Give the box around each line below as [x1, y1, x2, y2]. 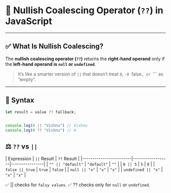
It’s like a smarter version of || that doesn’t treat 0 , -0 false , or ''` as [17, 71, 164, 77]
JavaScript [5, 15, 52, 27]
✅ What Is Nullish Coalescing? [5, 42, 103, 51]
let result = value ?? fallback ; [5, 109, 76, 114]
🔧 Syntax [5, 96, 35, 105]
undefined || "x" [123, 167, 160, 173]
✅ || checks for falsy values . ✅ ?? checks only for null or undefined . [5, 182, 151, 188]
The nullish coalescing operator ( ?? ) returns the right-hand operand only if [5, 56, 165, 62]
